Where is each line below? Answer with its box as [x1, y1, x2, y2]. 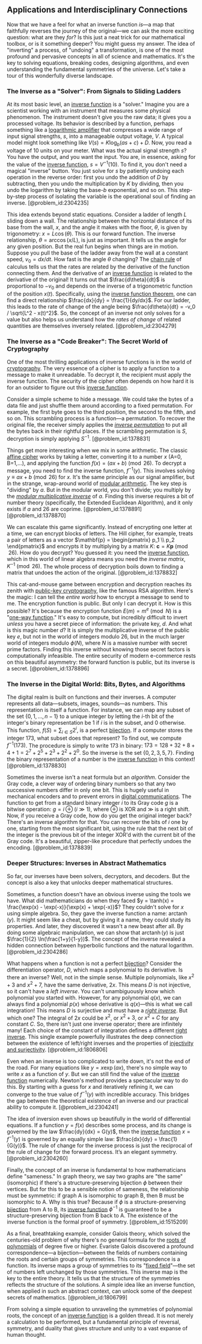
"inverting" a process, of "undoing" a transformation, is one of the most [7, 46, 184, 54]
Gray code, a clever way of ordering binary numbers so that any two [7, 780, 176, 787]
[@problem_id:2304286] [7, 948, 68, 956]
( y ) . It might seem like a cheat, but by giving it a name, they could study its [7, 916, 191, 923]
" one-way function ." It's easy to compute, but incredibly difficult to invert [7, 614, 188, 621]
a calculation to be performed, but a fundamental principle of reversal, [7, 1318, 181, 1326]
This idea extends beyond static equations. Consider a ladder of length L [7, 211, 187, 218]
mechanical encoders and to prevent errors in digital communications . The [7, 793, 192, 800]
